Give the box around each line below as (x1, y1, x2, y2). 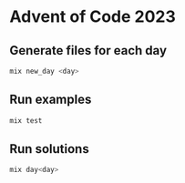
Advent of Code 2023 (9, 6, 176, 27)
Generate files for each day (9, 43, 167, 58)
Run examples (9, 92, 92, 107)
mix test (9, 116, 43, 125)
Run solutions (9, 141, 89, 157)
